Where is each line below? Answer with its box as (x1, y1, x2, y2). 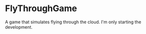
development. (5, 24, 33, 30)
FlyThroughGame (5, 3, 77, 14)
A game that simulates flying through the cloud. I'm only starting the (5, 19, 142, 25)
